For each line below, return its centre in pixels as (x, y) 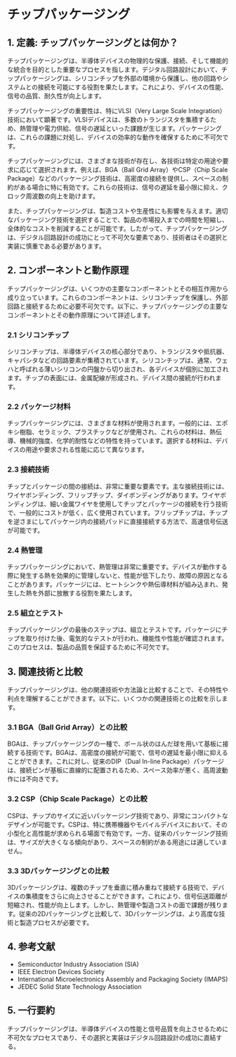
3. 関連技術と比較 (45, 672)
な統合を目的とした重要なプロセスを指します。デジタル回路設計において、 (114, 70)
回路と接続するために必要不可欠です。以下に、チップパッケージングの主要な (118, 306)
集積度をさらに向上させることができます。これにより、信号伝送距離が (127, 896)
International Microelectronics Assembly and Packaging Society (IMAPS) (123, 979)
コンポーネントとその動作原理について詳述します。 (81, 315)
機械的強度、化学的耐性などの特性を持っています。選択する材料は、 (117, 441)
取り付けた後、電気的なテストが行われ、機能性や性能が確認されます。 (127, 638)
